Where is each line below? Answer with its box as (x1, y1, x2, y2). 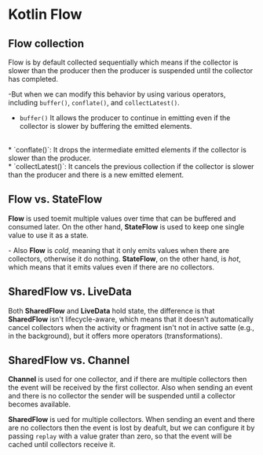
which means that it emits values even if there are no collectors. (8, 262, 214, 272)
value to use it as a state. (8, 230, 89, 240)
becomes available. (8, 399, 71, 409)
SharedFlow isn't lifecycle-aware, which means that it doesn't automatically (8, 314, 254, 324)
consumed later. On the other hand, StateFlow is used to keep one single (8, 222, 245, 231)
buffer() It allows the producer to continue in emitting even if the (19, 113, 231, 123)
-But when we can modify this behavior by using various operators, (8, 90, 226, 99)
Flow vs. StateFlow (8, 193, 103, 206)
